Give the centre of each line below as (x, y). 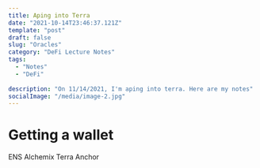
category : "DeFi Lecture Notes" (61, 52)
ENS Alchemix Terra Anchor (54, 157)
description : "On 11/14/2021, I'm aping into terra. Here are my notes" (131, 89)
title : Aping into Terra (49, 15)
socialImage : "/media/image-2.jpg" (67, 96)
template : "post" (37, 30)
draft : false (30, 37)
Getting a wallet (61, 135)
